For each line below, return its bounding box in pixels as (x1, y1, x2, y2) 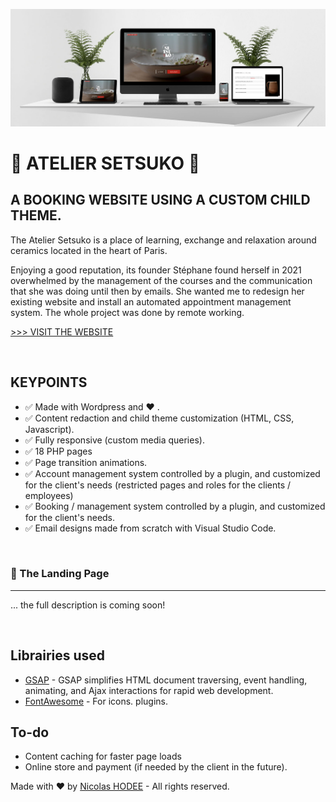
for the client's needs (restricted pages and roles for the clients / (24, 479, 292, 491)
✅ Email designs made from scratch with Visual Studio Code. (24, 522, 277, 534)
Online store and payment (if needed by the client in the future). (24, 761, 288, 773)
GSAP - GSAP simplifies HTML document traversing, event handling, (24, 674, 308, 686)
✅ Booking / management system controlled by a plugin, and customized (24, 500, 326, 512)
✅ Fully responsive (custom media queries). (24, 434, 205, 446)
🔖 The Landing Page (10, 567, 110, 581)
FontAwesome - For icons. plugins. (24, 695, 169, 707)
